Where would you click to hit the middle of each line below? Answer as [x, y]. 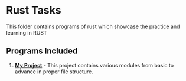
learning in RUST [27, 32]
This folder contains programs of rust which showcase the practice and [93, 26]
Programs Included [42, 51]
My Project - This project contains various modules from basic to [94, 65]
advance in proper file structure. [54, 72]
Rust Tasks [34, 10]
